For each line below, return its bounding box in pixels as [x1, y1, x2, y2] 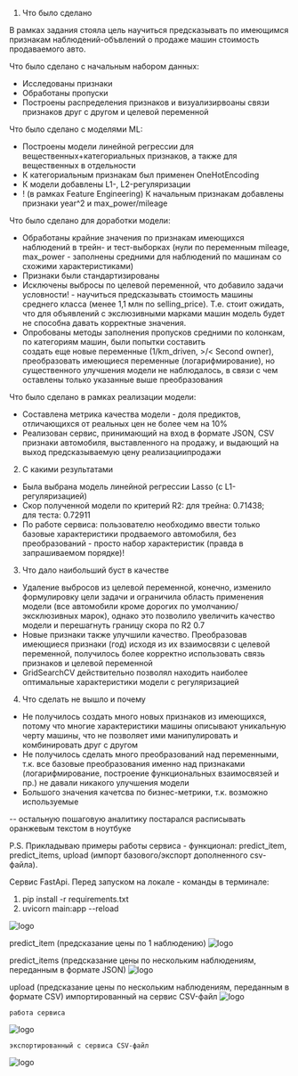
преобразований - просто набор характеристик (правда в [21, 538, 244, 549]
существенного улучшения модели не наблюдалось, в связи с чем [21, 365, 278, 375]
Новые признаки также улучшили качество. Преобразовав [21, 630, 247, 640]
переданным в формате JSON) [9, 965, 126, 974]
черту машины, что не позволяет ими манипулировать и [21, 730, 238, 740]
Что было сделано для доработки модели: [9, 216, 171, 225]
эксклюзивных [21, 610, 78, 621]
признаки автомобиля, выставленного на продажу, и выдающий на [21, 437, 279, 448]
